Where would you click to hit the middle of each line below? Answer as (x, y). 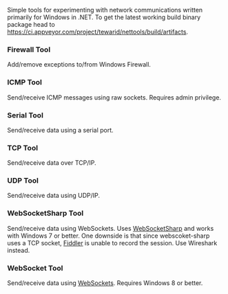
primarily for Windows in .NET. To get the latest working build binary (104, 17)
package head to (31, 24)
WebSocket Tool (35, 268)
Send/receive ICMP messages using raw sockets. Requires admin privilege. (114, 97)
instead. (19, 250)
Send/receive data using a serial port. (60, 130)
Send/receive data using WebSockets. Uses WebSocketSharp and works (111, 228)
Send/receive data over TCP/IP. (52, 163)
